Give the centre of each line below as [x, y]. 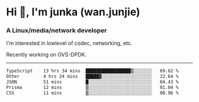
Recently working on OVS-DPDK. [46, 55]
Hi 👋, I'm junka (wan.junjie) [73, 12]
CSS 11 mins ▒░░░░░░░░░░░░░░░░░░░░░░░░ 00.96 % [92, 93]
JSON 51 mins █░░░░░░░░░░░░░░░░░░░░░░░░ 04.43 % [92, 82]
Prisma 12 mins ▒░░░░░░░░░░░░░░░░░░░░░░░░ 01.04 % [92, 88]
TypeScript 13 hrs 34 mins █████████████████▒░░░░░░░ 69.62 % [92, 71]
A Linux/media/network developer [57, 31]
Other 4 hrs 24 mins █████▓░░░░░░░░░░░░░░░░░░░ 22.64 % [92, 77]
